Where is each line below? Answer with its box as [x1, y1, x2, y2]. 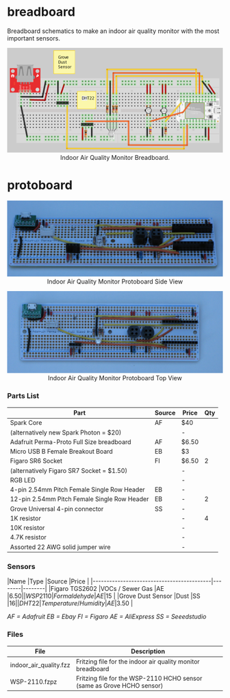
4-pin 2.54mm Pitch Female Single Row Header [10, 485, 145, 494]
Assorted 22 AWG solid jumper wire [10, 543, 111, 551]
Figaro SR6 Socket [10, 457, 63, 465]
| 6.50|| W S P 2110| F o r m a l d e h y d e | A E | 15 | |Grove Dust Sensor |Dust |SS [7, 592, 201, 601]
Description [131, 647, 166, 655]
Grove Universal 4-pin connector [10, 504, 104, 513]
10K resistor [10, 524, 45, 532]
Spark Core [10, 419, 42, 427]
